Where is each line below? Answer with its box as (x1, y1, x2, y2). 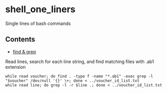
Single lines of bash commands (5, 20, 71, 26)
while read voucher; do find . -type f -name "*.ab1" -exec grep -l (5, 74, 153, 79)
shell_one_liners (5, 4, 76, 15)
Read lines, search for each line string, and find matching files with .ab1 (5, 58, 154, 65)
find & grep (12, 48, 37, 54)
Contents (5, 35, 36, 44)
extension (5, 64, 26, 70)
